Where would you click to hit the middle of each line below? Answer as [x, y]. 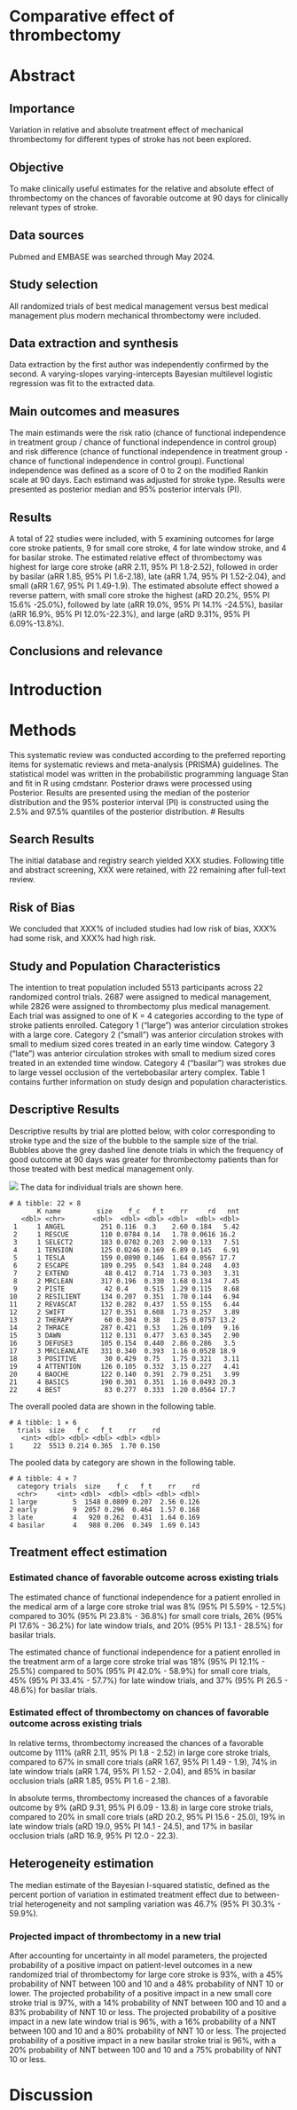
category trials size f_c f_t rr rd [109, 1486]
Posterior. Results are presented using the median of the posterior [129, 793]
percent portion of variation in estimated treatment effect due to [126, 1894]
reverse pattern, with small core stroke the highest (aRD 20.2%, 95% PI [140, 596]
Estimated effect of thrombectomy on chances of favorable [139, 1712]
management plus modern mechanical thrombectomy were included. [135, 315]
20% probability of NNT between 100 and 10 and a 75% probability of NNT [146, 2050]
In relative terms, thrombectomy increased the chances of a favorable [137, 1743]
